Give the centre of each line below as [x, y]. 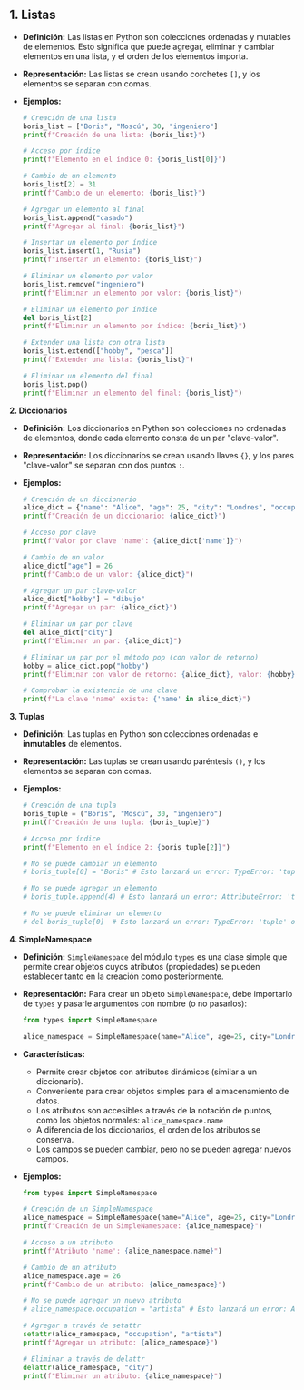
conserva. [55, 1139]
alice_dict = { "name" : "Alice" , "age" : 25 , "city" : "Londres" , [145, 508]
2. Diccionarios [39, 410]
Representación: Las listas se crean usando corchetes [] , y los [141, 74]
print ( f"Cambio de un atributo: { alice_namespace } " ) [124, 1284]
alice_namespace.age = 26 [71, 1276]
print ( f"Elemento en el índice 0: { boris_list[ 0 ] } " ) [124, 160]
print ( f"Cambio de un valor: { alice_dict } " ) [108, 574]
